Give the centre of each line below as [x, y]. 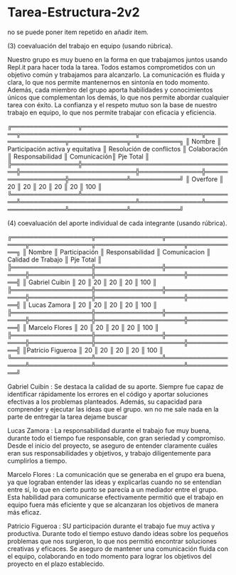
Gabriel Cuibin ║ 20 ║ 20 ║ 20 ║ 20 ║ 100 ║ [93, 282]
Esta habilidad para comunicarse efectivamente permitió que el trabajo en [116, 497]
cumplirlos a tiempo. [37, 461]
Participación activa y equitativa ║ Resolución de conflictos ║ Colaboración [118, 149]
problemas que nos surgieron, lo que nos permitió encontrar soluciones [112, 541]
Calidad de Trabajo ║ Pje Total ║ [55, 259]
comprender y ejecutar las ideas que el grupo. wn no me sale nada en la [113, 409]
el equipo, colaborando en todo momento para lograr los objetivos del [109, 556]
